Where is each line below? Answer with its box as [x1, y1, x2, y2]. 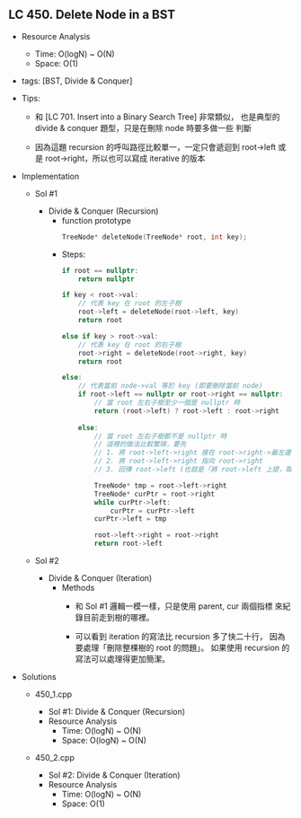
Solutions [21, 672, 57, 682]
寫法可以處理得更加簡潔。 [75, 654, 170, 664]
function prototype [61, 215, 131, 225]
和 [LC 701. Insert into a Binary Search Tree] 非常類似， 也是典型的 [34, 111, 280, 122]
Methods [61, 583, 95, 594]
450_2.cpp [34, 752, 75, 763]
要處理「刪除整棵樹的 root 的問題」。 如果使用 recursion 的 [75, 642, 290, 654]
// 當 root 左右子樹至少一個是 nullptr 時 [93, 399, 241, 408]
